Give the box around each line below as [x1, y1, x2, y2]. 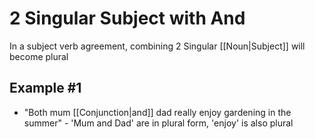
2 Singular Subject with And [9, 7, 246, 30]
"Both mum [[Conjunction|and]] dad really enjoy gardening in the [23, 106, 292, 118]
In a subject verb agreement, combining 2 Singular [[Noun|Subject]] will [9, 40, 306, 52]
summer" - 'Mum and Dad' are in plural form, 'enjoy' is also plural [23, 117, 294, 129]
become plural [9, 50, 69, 62]
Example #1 [9, 80, 82, 97]
